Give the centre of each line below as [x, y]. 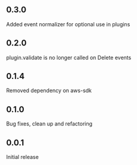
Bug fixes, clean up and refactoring [49, 124]
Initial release [22, 157]
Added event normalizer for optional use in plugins [68, 24]
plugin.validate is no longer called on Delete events [69, 57]
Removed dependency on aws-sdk [49, 91]
